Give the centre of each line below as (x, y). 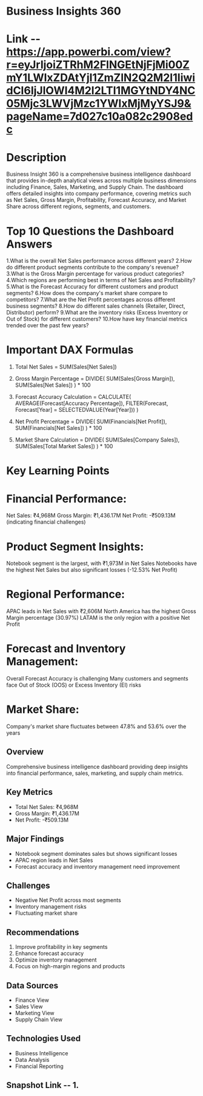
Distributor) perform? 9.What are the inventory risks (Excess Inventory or (97, 313)
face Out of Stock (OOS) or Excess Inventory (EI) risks (74, 685)
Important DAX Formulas (70, 350)
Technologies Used (43, 1039)
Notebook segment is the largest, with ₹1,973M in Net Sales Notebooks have (101, 563)
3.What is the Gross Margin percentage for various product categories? (95, 274)
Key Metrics (30, 792)
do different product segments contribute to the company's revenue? (92, 267)
